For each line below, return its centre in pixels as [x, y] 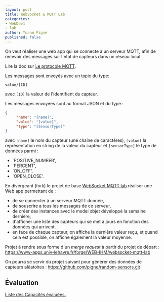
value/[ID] [16, 85]
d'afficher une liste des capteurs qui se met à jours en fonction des [81, 222]
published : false [23, 38]
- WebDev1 [15, 23]
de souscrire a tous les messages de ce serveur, [61, 206]
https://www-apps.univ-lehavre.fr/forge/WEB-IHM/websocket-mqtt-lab [78, 252]
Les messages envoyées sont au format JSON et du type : [64, 103]
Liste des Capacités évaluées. [36, 295]
